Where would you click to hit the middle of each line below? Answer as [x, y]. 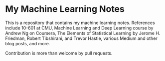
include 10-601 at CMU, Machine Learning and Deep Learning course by [79, 28]
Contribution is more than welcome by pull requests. [59, 53]
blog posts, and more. [28, 43]
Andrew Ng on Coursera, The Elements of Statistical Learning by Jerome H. [83, 33]
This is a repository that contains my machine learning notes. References [80, 23]
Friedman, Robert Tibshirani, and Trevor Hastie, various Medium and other [82, 38]
